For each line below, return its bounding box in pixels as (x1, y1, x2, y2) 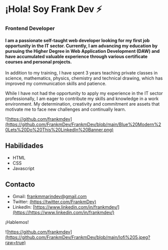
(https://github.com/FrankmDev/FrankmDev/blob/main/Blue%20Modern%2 (5, 121, 161, 128)
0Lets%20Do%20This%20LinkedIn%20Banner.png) (5, 127, 114, 133)
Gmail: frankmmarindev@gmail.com (12, 193, 87, 199)
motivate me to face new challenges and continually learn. (5, 106, 126, 113)
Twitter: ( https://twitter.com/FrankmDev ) (12, 199, 97, 205)
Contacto (5, 180, 35, 189)
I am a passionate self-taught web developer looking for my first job (5, 37, 150, 43)
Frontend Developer (5, 25, 55, 32)
